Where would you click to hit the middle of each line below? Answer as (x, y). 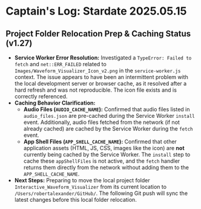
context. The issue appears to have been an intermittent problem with (101, 77)
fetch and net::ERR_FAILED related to (60, 64)
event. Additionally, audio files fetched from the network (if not (101, 122)
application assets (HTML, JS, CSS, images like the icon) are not (104, 148)
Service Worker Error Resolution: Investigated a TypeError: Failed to (103, 58)
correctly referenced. (41, 96)
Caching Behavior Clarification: (55, 103)
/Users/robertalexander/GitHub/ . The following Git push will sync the (101, 193)
